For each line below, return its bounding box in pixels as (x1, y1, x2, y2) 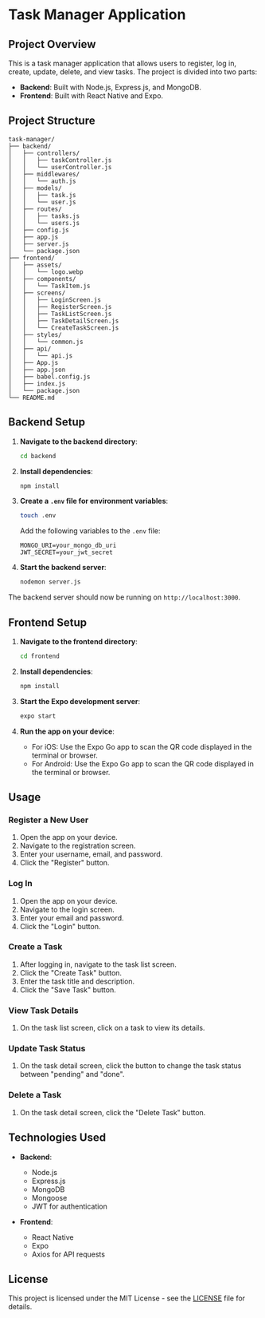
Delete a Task (8, 1090, 62, 1101)
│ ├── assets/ (8, 261, 62, 269)
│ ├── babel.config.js (8, 373, 91, 381)
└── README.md (8, 394, 56, 402)
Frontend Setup (8, 615, 88, 629)
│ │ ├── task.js (8, 191, 77, 199)
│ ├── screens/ (8, 289, 66, 297)
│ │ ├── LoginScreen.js (8, 295, 102, 304)
